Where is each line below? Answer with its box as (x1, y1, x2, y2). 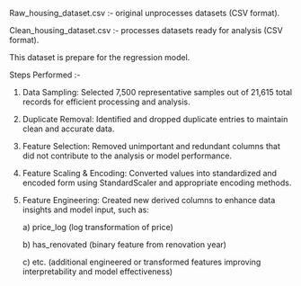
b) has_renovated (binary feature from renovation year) (22, 239, 227, 250)
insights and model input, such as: (22, 204, 150, 215)
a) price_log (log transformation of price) (22, 222, 173, 232)
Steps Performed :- (9, 69, 81, 80)
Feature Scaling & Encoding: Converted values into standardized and (22, 168, 277, 178)
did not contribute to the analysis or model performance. (22, 150, 232, 161)
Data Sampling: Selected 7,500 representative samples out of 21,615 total (22, 87, 293, 97)
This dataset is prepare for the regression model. (9, 52, 190, 62)
